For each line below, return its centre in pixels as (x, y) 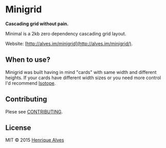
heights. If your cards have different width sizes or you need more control (83, 78)
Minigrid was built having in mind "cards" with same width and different (81, 72)
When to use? (28, 60)
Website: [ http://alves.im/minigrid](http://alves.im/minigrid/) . (69, 43)
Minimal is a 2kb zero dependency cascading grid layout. (66, 33)
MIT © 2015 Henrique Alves (35, 140)
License (18, 128)
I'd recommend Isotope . (31, 83)
